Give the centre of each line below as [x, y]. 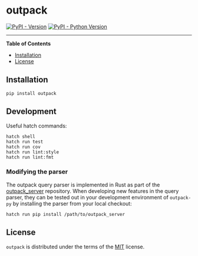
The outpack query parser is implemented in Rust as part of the [83, 185]
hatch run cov [24, 147]
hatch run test [25, 142]
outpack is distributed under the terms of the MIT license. [75, 247]
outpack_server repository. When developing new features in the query [93, 191]
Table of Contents [29, 43]
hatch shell [21, 136]
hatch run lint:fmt [30, 157]
